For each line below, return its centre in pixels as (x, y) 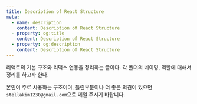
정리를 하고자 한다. (27, 75)
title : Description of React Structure (55, 11)
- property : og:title (38, 33)
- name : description (37, 22)
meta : (13, 17)
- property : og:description (46, 45)
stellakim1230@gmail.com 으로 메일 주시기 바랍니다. (66, 94)
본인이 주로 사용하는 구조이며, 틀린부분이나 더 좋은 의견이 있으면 (79, 87)
